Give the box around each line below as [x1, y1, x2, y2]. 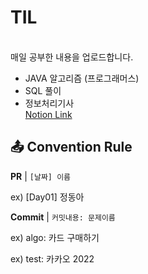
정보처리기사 [24, 97, 75, 109]
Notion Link [24, 108, 73, 120]
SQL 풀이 [24, 84, 62, 96]
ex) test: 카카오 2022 [10, 252, 95, 265]
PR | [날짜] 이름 [10, 170, 72, 182]
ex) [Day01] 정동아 [10, 191, 85, 203]
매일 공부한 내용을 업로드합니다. [10, 51, 134, 63]
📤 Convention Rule [10, 139, 133, 156]
